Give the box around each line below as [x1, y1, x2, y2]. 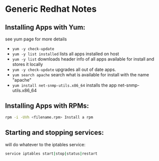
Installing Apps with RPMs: [5, 102, 89, 110]
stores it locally [12, 62, 43, 67]
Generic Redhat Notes [5, 3, 97, 15]
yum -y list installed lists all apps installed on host [12, 51, 119, 57]
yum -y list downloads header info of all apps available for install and [12, 56, 155, 62]
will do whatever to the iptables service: [5, 141, 86, 147]
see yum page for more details [5, 36, 67, 42]
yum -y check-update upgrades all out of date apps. [12, 66, 116, 72]
